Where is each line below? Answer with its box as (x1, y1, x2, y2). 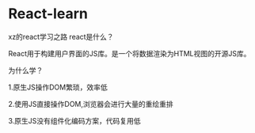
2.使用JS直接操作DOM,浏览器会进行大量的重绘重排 (8, 99, 174, 108)
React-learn (8, 5, 89, 23)
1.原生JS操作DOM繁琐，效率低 (8, 82, 108, 92)
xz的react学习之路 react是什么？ (8, 32, 114, 41)
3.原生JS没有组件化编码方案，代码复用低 (8, 116, 141, 125)
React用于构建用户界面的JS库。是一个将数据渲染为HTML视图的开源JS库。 (8, 48, 251, 58)
